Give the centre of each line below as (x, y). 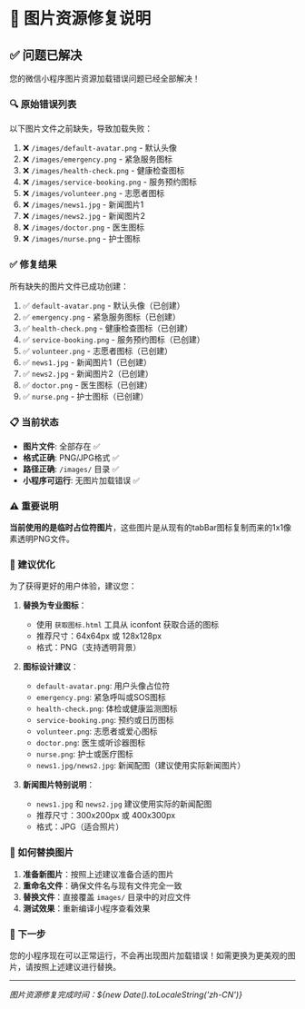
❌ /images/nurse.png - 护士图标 (81, 239)
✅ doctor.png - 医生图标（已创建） (87, 385)
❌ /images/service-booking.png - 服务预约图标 (110, 182)
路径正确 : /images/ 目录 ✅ (71, 469)
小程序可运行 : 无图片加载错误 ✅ (81, 480)
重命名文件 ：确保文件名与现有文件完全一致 (102, 885)
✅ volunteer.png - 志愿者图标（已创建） (97, 351)
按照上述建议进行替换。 (77, 967)
